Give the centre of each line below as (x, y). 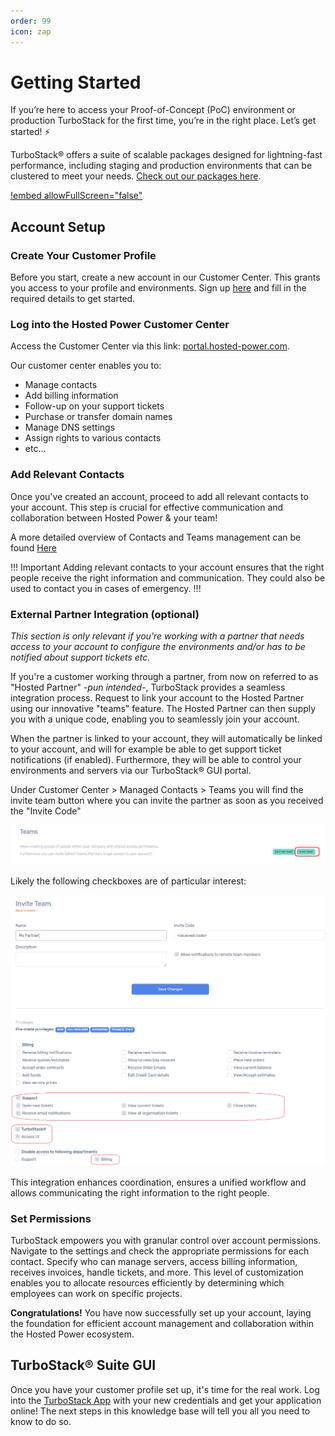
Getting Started (76, 82)
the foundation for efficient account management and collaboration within (162, 1323)
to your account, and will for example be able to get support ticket (146, 749)
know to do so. (41, 1421)
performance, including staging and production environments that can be (161, 166)
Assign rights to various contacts (93, 438)
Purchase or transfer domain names (98, 417)
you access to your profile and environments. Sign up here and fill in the (158, 288)
